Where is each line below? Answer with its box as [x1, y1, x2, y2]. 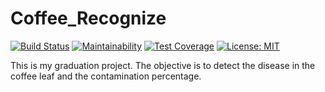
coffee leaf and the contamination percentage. [10, 70, 202, 82]
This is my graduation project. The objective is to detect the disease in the [10, 59, 316, 71]
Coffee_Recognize [10, 7, 167, 30]
